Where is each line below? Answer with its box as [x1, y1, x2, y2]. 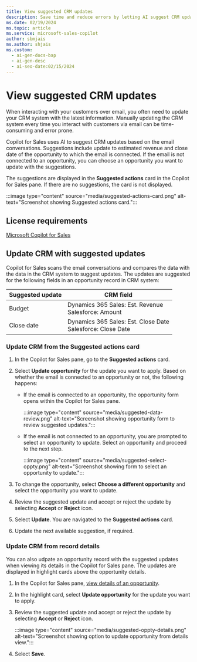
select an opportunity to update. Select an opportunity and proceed [23, 439, 186, 446]
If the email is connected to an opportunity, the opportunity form [23, 391, 179, 398]
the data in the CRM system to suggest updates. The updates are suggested [6, 270, 191, 277]
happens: [14, 380, 38, 387]
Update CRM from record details [6, 542, 100, 551]
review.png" [23, 415, 53, 422]
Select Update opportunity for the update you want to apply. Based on [14, 368, 186, 375]
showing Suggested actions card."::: [49, 198, 138, 206]
